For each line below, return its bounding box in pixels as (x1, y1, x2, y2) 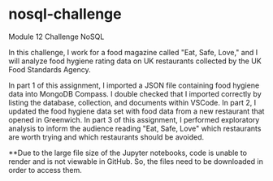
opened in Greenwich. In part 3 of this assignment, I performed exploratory (8, 114, 260, 124)
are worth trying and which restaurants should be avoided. (8, 131, 205, 142)
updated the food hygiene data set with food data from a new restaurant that (8, 106, 265, 116)
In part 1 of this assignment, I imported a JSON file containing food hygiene (8, 80, 260, 90)
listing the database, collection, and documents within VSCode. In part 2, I (8, 97, 257, 107)
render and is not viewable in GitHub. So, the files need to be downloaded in (8, 156, 264, 166)
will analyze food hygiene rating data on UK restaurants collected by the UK (8, 56, 262, 66)
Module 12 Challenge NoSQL (8, 32, 105, 41)
